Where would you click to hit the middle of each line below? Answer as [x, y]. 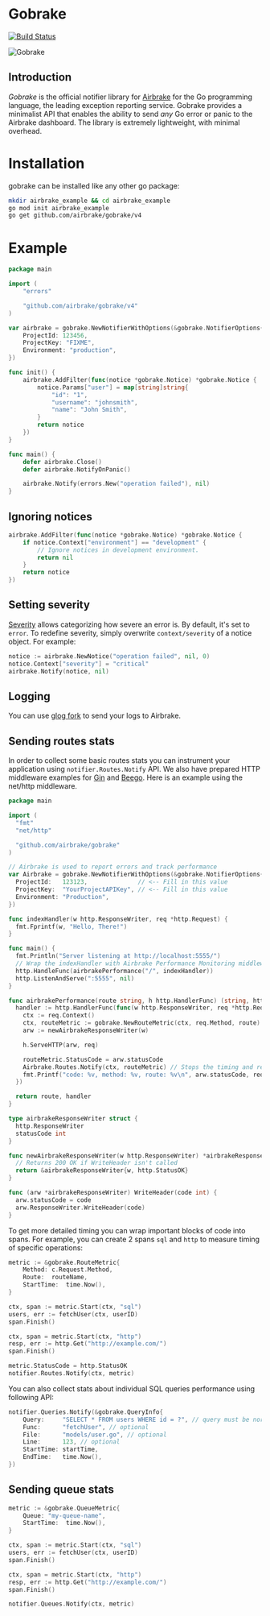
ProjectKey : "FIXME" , [59, 343]
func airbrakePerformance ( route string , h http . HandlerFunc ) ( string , [129, 1001]
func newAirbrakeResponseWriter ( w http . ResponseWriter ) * [107, 1156]
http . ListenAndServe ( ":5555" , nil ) [75, 978]
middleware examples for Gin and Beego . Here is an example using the [126, 777]
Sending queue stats [61, 1490]
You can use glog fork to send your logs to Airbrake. [95, 716]
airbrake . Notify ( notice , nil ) [59, 671]
